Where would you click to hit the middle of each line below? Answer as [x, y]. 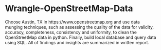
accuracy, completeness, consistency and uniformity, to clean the [71, 32]
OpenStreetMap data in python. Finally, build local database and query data [81, 37]
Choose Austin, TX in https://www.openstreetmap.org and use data [72, 22]
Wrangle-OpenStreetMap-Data [69, 8]
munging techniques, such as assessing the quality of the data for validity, [80, 27]
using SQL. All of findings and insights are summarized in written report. [77, 42]
